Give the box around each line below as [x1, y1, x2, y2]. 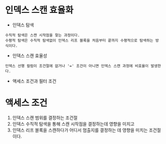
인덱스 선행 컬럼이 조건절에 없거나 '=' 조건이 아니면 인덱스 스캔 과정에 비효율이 [5, 63, 149, 69]
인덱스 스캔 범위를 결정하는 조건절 [12, 115, 78, 121]
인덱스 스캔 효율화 [5, 4, 74, 16]
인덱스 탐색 [12, 22, 34, 28]
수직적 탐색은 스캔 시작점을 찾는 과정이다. [5, 33, 80, 38]
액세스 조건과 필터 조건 [12, 78, 57, 84]
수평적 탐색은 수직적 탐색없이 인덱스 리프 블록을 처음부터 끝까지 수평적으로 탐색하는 [5, 38, 154, 43]
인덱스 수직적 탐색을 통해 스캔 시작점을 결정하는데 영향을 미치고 [12, 121, 135, 127]
